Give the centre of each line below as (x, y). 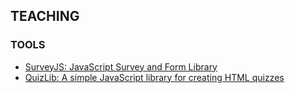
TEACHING (45, 16)
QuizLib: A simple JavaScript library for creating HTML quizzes (154, 77)
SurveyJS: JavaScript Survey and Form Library (121, 66)
